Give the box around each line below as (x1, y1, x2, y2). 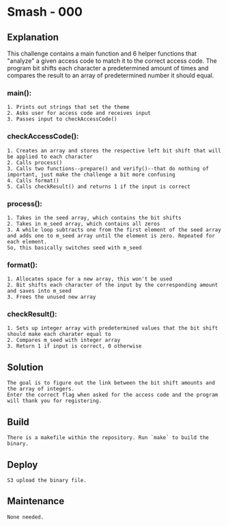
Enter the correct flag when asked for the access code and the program (7, 391, 218, 399)
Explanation (7, 31, 59, 43)
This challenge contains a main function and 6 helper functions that (7, 49, 197, 57)
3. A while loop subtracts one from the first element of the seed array (7, 226, 222, 233)
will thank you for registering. (7, 397, 102, 404)
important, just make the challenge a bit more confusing (7, 171, 175, 178)
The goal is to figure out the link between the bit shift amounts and (7, 380, 215, 386)
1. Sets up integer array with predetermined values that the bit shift (7, 325, 218, 332)
